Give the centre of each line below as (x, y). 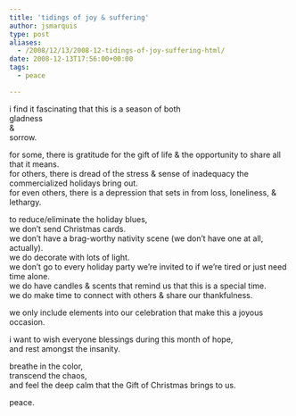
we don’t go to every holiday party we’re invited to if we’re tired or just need (148, 266)
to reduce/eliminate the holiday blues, (78, 219)
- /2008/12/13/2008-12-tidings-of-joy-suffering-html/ (121, 51)
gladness (26, 118)
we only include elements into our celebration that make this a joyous (136, 312)
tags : (19, 68)
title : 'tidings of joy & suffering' (79, 17)
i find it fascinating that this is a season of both (95, 109)
